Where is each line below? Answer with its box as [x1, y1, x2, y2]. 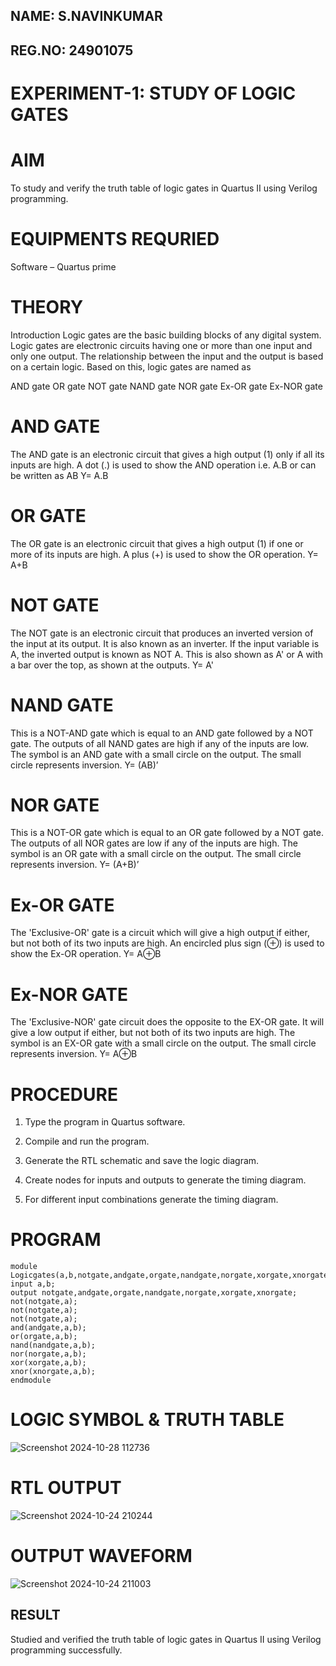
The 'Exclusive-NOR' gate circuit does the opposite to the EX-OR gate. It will [10, 1016, 325, 1028]
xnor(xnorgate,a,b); [10, 1367, 97, 1377]
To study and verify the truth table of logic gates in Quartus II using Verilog [10, 182, 318, 194]
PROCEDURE [10, 1083, 118, 1106]
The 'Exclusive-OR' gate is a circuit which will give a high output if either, [10, 927, 310, 939]
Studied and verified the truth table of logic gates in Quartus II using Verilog [10, 1633, 322, 1645]
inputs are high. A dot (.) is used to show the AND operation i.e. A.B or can [10, 459, 317, 471]
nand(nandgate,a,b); [10, 1340, 97, 1351]
